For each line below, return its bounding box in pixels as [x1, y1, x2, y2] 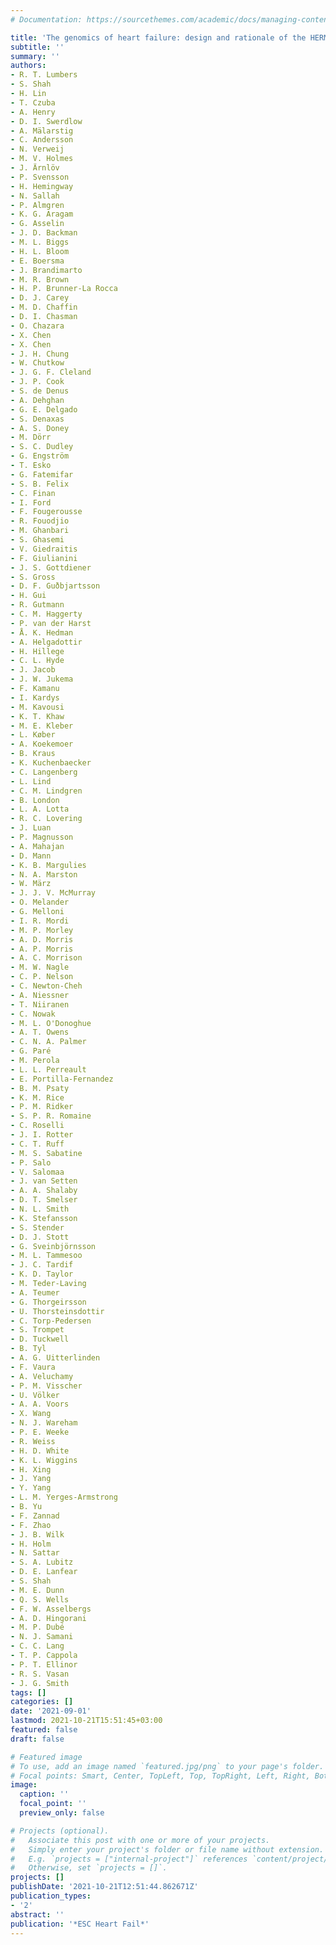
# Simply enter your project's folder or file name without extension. [10, 1844, 325, 1855]
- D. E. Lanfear [10, 1567, 78, 1577]
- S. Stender [10, 1222, 65, 1233]
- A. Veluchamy [10, 1371, 74, 1381]
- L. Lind [10, 776, 52, 786]
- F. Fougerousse [10, 507, 83, 517]
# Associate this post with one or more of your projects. [10, 1835, 271, 1845]
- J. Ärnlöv [10, 163, 60, 173]
